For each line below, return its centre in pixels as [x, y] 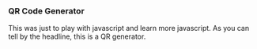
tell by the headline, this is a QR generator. [77, 36]
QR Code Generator [46, 11]
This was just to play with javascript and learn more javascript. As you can [129, 28]
